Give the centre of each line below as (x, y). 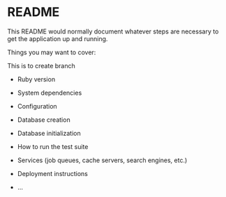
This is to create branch (41, 65)
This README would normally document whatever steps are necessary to (113, 31)
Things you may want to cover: (52, 52)
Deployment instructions (53, 173)
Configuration (37, 106)
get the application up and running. (58, 38)
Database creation (44, 120)
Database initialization (49, 133)
